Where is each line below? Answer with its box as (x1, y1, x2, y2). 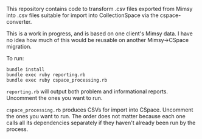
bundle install (6, 66, 45, 73)
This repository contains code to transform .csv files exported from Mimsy (6, 5, 193, 12)
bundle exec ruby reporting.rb (6, 72, 86, 78)
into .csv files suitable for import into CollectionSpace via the (6, 12, 159, 19)
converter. (6, 18, 32, 25)
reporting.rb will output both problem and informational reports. (6, 88, 169, 95)
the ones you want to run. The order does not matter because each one (6, 113, 186, 119)
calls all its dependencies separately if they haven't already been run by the (6, 119, 196, 126)
